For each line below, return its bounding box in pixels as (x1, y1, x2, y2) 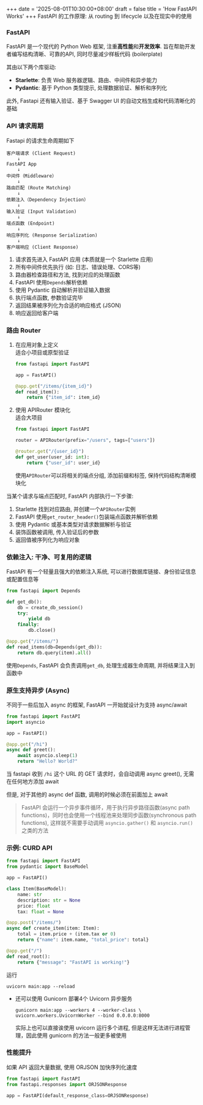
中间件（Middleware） (6, 173, 57, 179)
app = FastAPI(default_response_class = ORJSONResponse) (6, 1092, 149, 1099)
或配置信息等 (6, 575, 39, 583)
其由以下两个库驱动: (6, 64, 57, 71)
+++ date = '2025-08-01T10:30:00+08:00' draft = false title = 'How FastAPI (6, 6, 197, 12)
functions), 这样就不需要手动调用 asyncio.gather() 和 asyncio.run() (21, 819, 194, 827)
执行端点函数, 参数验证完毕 (15, 294, 83, 301)
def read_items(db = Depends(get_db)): (6, 644, 103, 650)
